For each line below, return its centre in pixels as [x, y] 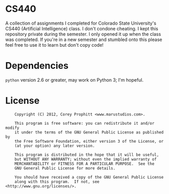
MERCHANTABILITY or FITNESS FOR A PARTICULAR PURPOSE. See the [84, 164]
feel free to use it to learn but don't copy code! [55, 45]
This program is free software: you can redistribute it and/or [84, 123]
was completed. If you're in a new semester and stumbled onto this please [84, 40]
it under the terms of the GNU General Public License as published [89, 132]
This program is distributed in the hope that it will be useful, [87, 154]
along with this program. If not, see [57, 182]
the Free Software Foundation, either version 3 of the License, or [89, 141]
